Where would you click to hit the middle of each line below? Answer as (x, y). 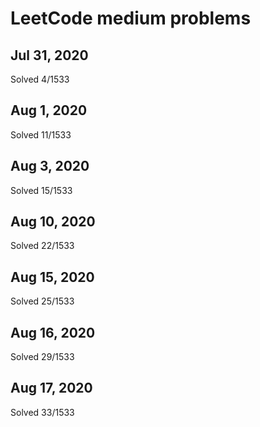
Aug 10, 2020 (53, 222)
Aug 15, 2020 (52, 277)
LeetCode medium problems (131, 18)
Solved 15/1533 (41, 190)
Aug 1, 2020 (49, 110)
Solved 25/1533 (42, 301)
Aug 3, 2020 (50, 166)
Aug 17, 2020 (51, 388)
